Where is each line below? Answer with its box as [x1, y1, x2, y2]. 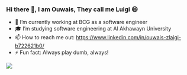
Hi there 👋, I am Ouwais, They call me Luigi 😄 [6, 5, 138, 13]
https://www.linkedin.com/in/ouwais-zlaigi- [76, 34, 182, 41]
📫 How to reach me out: [14, 34, 75, 41]
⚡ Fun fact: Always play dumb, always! [14, 49, 109, 56]
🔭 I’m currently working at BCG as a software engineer [14, 19, 148, 26]
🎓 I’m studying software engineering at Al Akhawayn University [14, 25, 172, 32]
